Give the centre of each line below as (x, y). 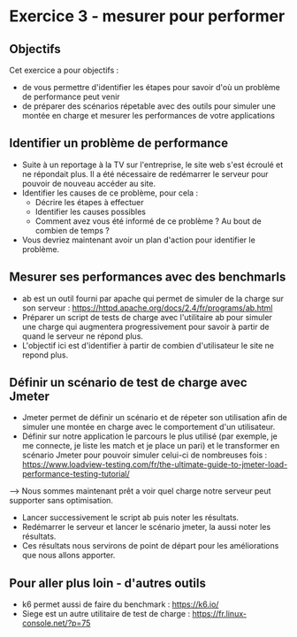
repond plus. (45, 355)
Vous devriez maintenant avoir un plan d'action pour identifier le (139, 240)
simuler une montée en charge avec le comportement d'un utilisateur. (148, 427)
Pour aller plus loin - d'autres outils (107, 583)
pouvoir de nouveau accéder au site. (89, 183)
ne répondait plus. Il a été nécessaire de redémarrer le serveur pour (145, 173)
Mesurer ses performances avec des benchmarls (148, 277)
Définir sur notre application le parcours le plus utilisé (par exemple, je (150, 436)
